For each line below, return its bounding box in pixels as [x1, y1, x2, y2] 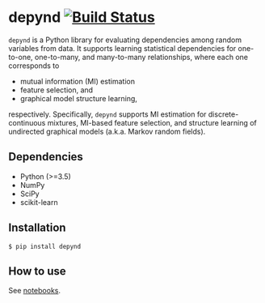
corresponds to [8, 61, 60, 70]
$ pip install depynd [8, 242, 82, 250]
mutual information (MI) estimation [19, 76, 136, 86]
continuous [8, 117, 46, 127]
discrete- [208, 109, 239, 119]
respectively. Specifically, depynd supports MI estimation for [8, 109, 207, 119]
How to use [8, 264, 66, 278]
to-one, [8, 52, 34, 62]
